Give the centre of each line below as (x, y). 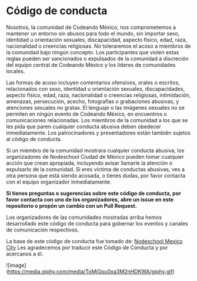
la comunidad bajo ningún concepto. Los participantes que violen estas (93, 52)
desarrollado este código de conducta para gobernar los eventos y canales (97, 223)
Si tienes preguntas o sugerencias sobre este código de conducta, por (94, 193)
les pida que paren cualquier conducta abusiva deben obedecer (84, 126)
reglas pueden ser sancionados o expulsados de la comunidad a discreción (98, 58)
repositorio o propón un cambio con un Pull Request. (71, 205)
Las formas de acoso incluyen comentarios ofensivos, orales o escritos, (93, 82)
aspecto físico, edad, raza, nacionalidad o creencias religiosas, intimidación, (98, 95)
